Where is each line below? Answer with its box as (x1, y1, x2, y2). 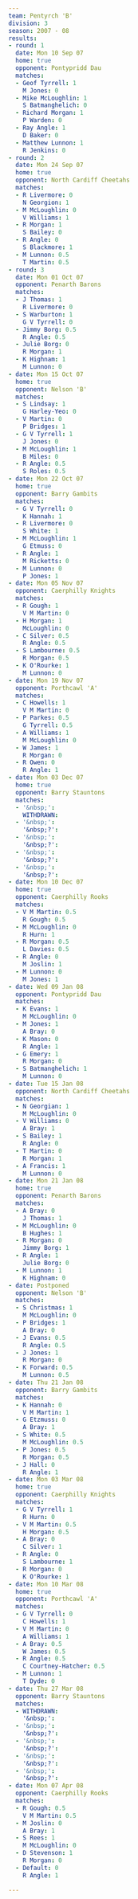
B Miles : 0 (22, 452, 59, 460)
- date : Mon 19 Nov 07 (8, 676, 84, 684)
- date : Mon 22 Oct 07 (8, 475, 84, 483)
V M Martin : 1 (22, 1408, 69, 1416)
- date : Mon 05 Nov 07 (8, 579, 84, 587)
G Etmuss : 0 (22, 542, 62, 550)
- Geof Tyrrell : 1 (15, 79, 77, 87)
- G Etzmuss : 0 (15, 1415, 66, 1424)
